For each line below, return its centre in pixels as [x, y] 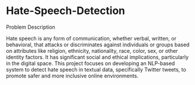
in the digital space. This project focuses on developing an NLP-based [90, 63]
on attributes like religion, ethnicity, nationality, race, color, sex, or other [92, 50]
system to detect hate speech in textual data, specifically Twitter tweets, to [96, 69]
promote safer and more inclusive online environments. [72, 76]
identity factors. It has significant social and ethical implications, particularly [97, 57]
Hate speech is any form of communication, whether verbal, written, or [91, 38]
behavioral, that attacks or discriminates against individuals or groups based [98, 45]
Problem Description [31, 27]
